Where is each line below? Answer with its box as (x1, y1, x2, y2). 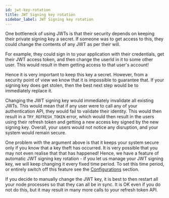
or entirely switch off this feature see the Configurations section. (5, 166, 140, 172)
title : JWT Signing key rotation (5, 12, 76, 17)
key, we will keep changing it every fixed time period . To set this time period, (5, 161, 164, 167)
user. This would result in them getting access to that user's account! (5, 62, 149, 68)
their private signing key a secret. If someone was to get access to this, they (5, 36, 164, 42)
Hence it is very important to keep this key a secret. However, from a (5, 72, 148, 78)
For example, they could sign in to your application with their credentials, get (5, 51, 164, 57)
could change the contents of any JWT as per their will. (5, 41, 121, 47)
